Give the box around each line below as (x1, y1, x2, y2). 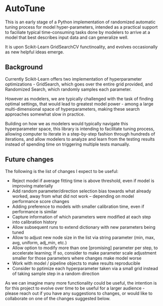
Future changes (5, 155, 54, 164)
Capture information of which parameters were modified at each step (12, 214, 151, 220)
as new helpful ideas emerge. (5, 49, 64, 55)
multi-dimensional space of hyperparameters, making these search (5, 106, 140, 112)
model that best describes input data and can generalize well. (5, 34, 129, 40)
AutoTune (5, 3, 45, 14)
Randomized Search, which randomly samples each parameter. (5, 86, 132, 92)
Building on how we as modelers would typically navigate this (5, 120, 128, 126)
